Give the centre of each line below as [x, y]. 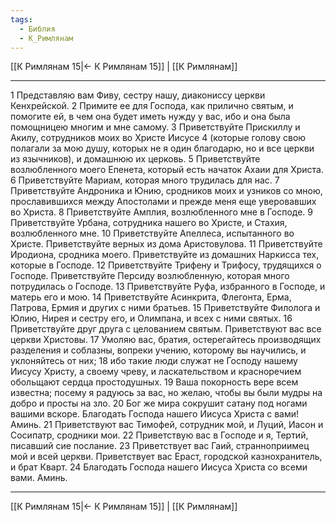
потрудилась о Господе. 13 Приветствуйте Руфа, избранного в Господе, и [168, 287]
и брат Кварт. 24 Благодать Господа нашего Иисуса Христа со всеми [159, 467]
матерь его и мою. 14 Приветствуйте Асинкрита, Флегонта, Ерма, [151, 297]
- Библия [37, 29]
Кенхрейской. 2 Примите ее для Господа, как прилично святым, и [152, 106]
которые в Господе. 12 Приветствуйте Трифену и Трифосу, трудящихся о [166, 265]
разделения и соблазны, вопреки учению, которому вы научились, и [158, 350]
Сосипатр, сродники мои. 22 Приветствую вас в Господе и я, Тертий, [159, 435]
